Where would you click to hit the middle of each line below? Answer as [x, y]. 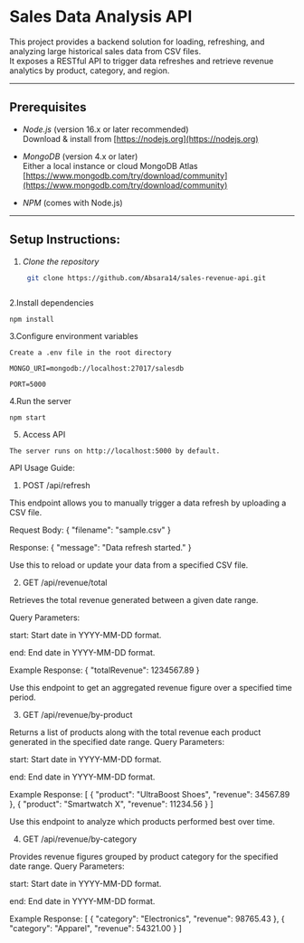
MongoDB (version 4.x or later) [80, 156]
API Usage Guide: [42, 468]
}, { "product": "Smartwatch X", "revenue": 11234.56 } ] [112, 804]
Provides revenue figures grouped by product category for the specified [144, 857]
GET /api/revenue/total [65, 583]
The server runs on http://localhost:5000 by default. [115, 451]
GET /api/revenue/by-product [77, 715]
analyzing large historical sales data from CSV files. [105, 51]
